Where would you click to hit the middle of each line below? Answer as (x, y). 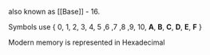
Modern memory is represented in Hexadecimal (87, 42)
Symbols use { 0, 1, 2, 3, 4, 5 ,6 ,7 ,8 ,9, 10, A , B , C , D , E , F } (105, 27)
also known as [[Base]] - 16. (54, 12)
